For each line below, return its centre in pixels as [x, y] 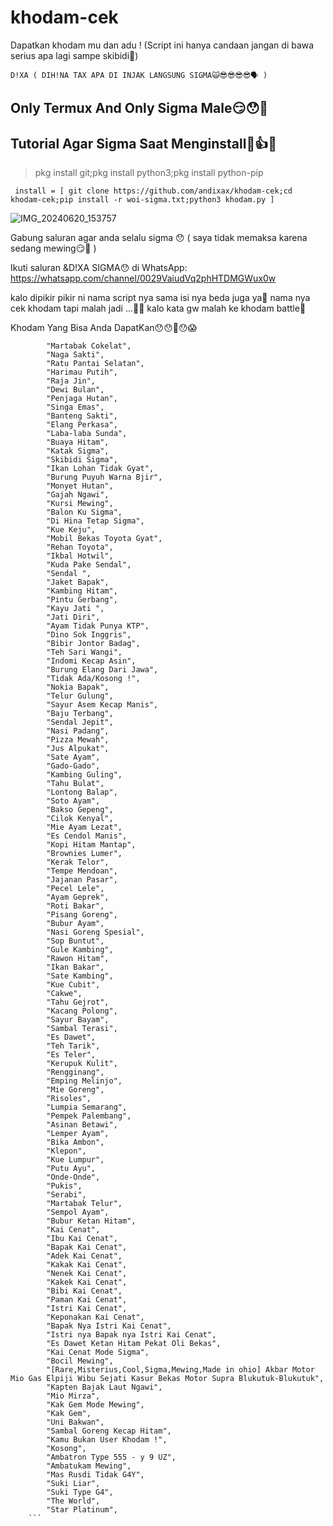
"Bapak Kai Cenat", [87, 1247]
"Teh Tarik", [73, 1046]
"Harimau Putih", [82, 372]
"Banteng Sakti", [82, 416]
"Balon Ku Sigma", [84, 512]
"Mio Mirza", [73, 1396]
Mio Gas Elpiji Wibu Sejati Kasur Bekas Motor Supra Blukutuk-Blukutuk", [167, 1379]
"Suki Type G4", [80, 1492]
